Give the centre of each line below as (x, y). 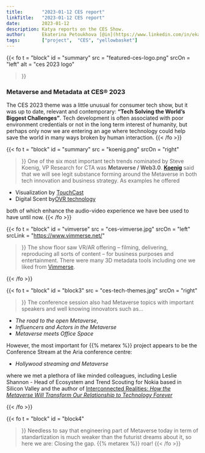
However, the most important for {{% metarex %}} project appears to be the (102, 346)
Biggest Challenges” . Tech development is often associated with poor (95, 118)
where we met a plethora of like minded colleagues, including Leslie (92, 375)
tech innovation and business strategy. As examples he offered (100, 181)
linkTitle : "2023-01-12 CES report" (56, 18)
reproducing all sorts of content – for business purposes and (97, 254)
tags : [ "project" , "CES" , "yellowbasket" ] (72, 40)
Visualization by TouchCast (49, 192)
